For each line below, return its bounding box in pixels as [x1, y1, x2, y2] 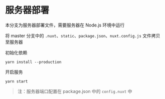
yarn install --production [5, 59, 62, 64]
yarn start [5, 78, 28, 84]
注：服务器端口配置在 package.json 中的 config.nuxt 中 [17, 88, 132, 94]
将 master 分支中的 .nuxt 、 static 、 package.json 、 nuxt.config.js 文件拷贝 [5, 32, 160, 38]
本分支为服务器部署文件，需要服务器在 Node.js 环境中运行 [5, 22, 125, 28]
